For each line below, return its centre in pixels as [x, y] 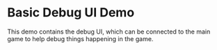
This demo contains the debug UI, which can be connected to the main [109, 32]
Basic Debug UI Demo [71, 13]
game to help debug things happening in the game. [80, 38]
